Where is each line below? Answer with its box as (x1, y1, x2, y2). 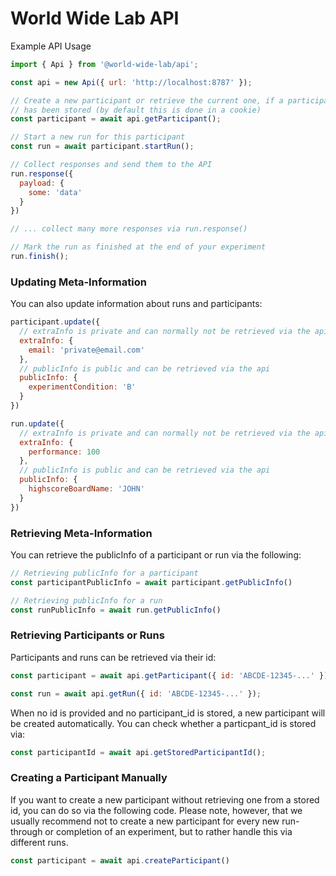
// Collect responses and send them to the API (10, 160, 213, 170)
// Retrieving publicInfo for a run (10, 595, 163, 606)
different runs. (10, 836, 69, 848)
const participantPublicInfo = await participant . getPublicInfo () (10, 577, 293, 587)
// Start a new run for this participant (10, 132, 186, 142)
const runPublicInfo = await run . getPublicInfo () (10, 605, 222, 615)
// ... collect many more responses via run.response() (10, 224, 248, 234)
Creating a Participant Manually (10, 771, 168, 785)
